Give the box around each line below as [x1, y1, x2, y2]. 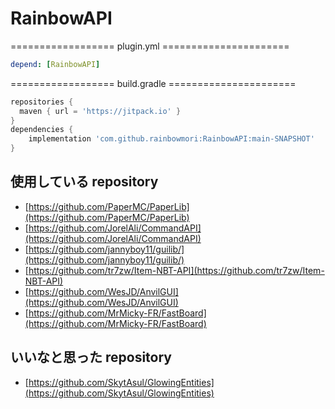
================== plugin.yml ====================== [10, 40, 290, 52]
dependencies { [10, 125, 74, 135]
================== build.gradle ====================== [10, 77, 297, 89]
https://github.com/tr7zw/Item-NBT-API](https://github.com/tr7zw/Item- [28, 264, 325, 276]
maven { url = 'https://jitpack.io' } [19, 106, 182, 116]
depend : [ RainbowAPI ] [10, 59, 101, 69]
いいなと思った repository [10, 349, 172, 366]
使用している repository [10, 173, 159, 191]
